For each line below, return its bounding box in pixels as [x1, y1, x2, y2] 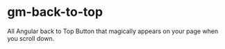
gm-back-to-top [7, 4, 103, 20]
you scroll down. [7, 34, 55, 42]
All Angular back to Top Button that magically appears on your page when [7, 27, 219, 35]
